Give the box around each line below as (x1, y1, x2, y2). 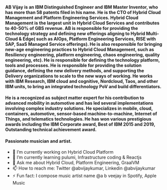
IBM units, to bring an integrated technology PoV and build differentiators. (5, 83, 162, 89)
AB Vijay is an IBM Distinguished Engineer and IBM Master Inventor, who (5, 4, 159, 10)
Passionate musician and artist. (5, 138, 72, 144)
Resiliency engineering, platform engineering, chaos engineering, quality (5, 51, 160, 57)
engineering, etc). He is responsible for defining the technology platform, (5, 57, 160, 63)
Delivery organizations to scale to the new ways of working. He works (5, 73, 153, 79)
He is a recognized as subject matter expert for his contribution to (5, 95, 145, 101)
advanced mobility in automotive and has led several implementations (5, 100, 154, 106)
